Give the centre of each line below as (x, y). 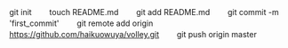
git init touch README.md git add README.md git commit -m (144, 12)
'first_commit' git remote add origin (81, 23)
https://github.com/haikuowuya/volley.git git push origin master (133, 34)
